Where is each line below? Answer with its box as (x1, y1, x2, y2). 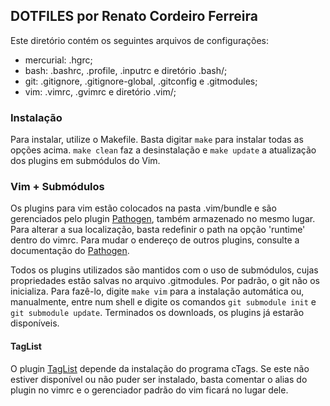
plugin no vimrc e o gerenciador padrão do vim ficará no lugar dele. (10, 384, 289, 396)
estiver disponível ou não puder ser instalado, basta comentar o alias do (10, 373, 308, 385)
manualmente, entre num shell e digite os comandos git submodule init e (10, 296, 317, 308)
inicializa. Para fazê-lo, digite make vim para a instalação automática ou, (10, 285, 305, 298)
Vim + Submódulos (10, 180, 105, 194)
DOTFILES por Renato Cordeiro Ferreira (10, 8, 258, 25)
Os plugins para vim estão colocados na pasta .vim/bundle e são (10, 202, 277, 214)
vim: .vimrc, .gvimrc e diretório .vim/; (24, 85, 177, 98)
